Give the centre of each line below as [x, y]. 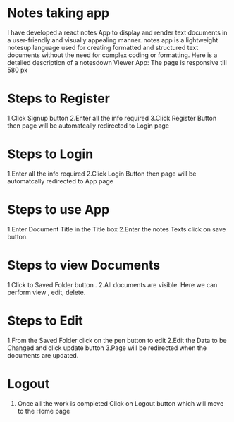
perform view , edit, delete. [47, 292]
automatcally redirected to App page [61, 181]
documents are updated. [43, 355]
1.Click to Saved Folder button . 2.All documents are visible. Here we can [112, 284]
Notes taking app [58, 13]
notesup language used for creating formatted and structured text [103, 47]
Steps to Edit [45, 321]
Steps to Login [50, 154]
